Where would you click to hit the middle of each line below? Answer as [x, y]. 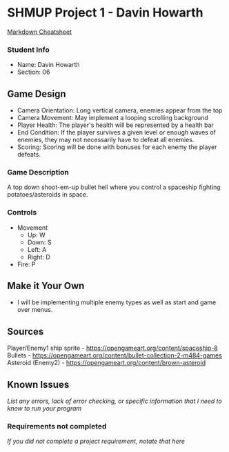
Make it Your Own [46, 286]
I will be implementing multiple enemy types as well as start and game [117, 302]
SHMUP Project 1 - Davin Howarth [105, 13]
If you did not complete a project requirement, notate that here [96, 441]
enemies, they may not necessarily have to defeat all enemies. [106, 140]
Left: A [37, 249]
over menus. [35, 310]
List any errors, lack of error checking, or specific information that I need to [114, 401]
